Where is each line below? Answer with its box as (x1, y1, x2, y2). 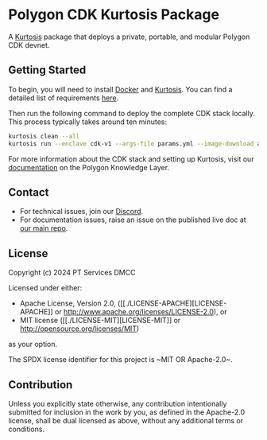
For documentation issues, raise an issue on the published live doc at (19, 215, 246, 224)
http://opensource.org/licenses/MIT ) (19, 324, 140, 333)
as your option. (8, 340, 58, 349)
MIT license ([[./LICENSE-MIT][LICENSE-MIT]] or (19, 316, 181, 325)
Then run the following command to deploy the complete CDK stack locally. (8, 108, 256, 118)
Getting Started (8, 64, 87, 77)
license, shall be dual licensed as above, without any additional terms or (8, 415, 244, 425)
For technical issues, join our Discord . (19, 207, 144, 216)
